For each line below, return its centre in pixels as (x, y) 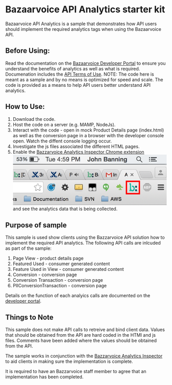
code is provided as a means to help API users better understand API (78, 85)
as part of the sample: (28, 248)
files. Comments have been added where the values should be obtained (81, 341)
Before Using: (28, 51)
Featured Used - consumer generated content (61, 264)
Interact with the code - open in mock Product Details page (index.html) (88, 130)
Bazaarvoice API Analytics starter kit (85, 10)
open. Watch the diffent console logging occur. (62, 141)
